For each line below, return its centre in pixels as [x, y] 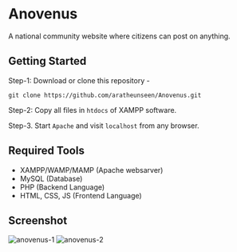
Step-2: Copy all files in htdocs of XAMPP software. [93, 110]
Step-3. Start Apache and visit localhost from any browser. [104, 126]
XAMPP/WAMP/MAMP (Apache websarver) [91, 170]
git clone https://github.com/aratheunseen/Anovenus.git [105, 95]
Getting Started [47, 61]
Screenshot [38, 220]
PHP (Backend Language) [62, 187]
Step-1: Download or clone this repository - [79, 80]
